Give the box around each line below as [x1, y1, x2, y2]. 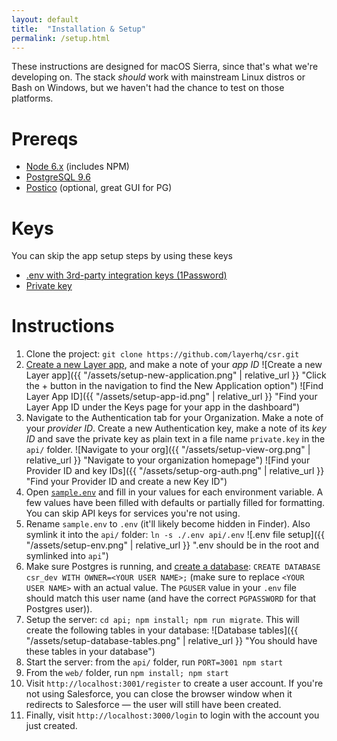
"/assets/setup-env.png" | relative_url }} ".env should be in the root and [25, 539, 319, 551]
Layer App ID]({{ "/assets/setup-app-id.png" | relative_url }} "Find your [25, 391, 318, 403]
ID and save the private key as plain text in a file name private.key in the [25, 433, 326, 445]
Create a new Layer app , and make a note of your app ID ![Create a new [25, 359, 323, 371]
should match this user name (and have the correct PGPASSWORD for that [25, 592, 317, 605]
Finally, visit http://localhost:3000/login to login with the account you [25, 709, 320, 721]
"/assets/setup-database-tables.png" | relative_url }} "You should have [25, 635, 318, 647]
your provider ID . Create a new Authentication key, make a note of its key [25, 422, 327, 435]
